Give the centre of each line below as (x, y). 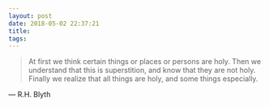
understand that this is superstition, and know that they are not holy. (142, 71)
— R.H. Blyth (30, 95)
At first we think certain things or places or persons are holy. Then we (145, 62)
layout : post (30, 16)
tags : (17, 39)
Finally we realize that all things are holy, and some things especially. (143, 79)
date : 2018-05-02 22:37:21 (54, 24)
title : (19, 31)
